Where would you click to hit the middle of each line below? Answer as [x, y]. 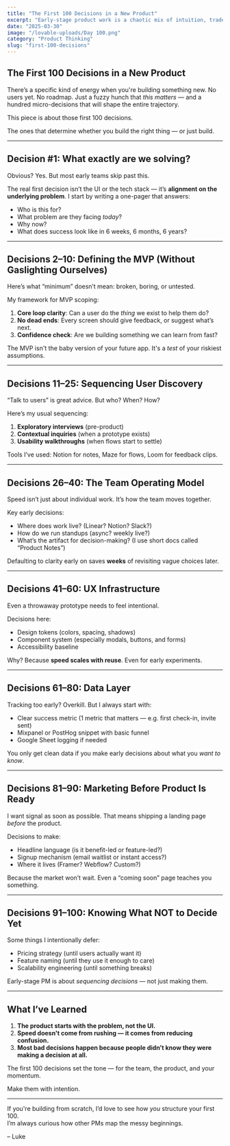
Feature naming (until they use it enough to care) [86, 961]
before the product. [35, 823]
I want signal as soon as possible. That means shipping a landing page [107, 816]
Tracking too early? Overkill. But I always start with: [79, 704]
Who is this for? [39, 209]
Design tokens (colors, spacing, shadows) [76, 632]
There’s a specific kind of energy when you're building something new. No [112, 89]
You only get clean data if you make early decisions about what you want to [114, 753]
